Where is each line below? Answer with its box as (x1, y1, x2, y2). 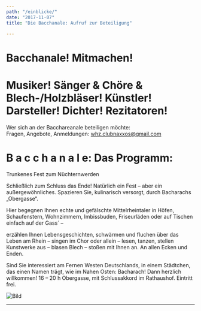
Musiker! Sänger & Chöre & (6, 78, 143, 92)
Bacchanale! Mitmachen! (6, 51, 133, 65)
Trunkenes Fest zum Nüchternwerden (6, 171, 100, 178)
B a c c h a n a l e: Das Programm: (6, 151, 173, 165)
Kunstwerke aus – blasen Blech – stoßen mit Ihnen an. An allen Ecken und (6, 244, 188, 251)
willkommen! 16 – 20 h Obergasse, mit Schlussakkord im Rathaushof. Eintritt (6, 274, 193, 282)
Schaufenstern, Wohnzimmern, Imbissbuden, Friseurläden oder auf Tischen (6, 213, 193, 221)
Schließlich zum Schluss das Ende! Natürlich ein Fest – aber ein (6, 182, 163, 189)
